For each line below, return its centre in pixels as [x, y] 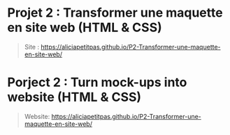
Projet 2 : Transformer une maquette [115, 13]
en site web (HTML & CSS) [85, 27]
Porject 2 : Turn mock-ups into [97, 82]
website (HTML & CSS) [74, 97]
